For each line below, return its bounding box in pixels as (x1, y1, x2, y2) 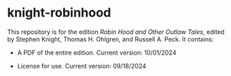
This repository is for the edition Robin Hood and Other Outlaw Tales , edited (7, 28, 225, 36)
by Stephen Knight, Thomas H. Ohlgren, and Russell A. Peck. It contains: (7, 35, 214, 43)
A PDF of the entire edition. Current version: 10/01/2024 (17, 48, 177, 57)
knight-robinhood (7, 5, 112, 21)
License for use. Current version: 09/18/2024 (17, 61, 147, 70)
